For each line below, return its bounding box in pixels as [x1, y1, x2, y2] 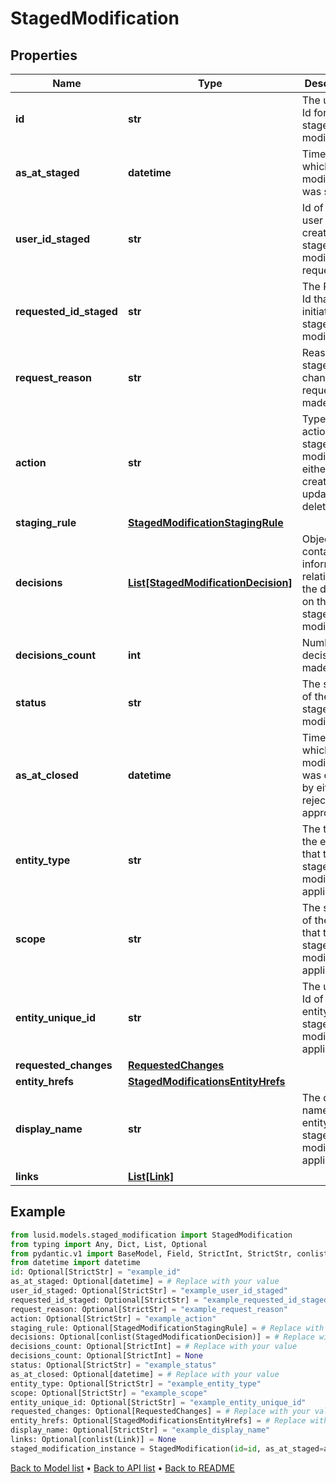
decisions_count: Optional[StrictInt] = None [10, 1351, 203, 1361]
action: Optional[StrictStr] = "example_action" [10, 1313, 217, 1324]
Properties [10, 47, 78, 64]
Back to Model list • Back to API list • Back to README [10, 1462, 235, 1474]
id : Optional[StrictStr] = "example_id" [10, 1267, 182, 1277]
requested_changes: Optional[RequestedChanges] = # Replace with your [10, 1407, 311, 1417]
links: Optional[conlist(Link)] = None [10, 1435, 177, 1445]
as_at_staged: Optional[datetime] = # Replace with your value [10, 1277, 280, 1287]
